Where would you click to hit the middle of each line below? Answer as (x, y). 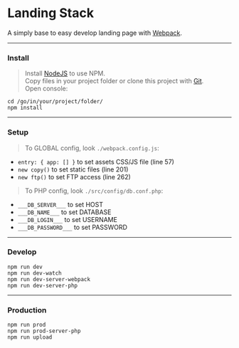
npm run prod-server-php (44, 331)
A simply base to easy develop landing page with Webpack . (95, 33)
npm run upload (30, 337)
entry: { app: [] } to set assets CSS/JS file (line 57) (96, 162)
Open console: (46, 89)
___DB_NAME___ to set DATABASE (64, 212)
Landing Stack (51, 13)
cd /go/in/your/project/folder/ (55, 102)
